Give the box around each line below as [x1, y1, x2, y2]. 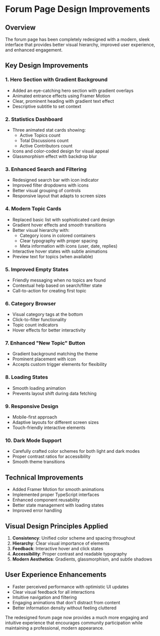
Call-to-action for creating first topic [12, 287, 87, 293]
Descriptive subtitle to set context [12, 103, 82, 109]
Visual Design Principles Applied [5, 522, 108, 530]
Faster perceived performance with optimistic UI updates [12, 583, 129, 589]
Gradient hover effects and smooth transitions [12, 222, 107, 228]
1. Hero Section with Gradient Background [5, 76, 108, 83]
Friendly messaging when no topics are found [12, 277, 106, 283]
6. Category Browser [5, 300, 56, 307]
